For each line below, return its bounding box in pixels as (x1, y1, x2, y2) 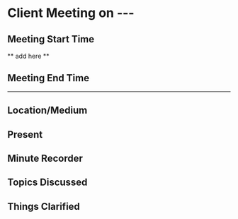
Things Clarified (7, 200, 80, 213)
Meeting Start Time (7, 33, 95, 45)
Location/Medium (7, 105, 88, 117)
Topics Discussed (7, 177, 88, 189)
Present (7, 129, 43, 141)
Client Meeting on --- (7, 5, 135, 21)
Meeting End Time (7, 72, 90, 84)
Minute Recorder (7, 152, 83, 164)
